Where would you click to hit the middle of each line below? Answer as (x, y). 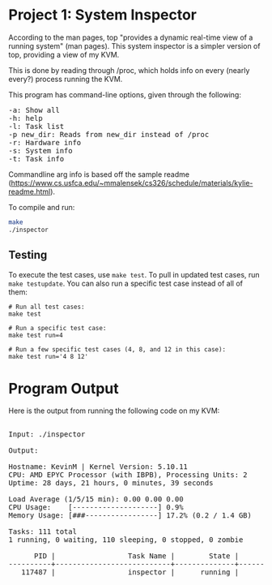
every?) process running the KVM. (66, 79)
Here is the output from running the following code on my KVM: (114, 411)
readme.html (30, 191)
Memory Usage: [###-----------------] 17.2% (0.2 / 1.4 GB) (130, 516)
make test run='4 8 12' (49, 356)
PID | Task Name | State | (136, 556)
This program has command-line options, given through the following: (125, 94)
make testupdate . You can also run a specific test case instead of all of (125, 283)
